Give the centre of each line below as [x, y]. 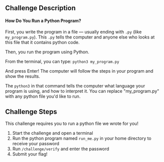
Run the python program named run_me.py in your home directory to [82, 138]
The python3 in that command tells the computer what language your [75, 85]
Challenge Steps [31, 111]
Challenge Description [40, 8]
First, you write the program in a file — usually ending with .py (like [74, 32]
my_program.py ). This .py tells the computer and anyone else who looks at [80, 37]
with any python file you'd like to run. [43, 96]
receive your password [36, 144]
